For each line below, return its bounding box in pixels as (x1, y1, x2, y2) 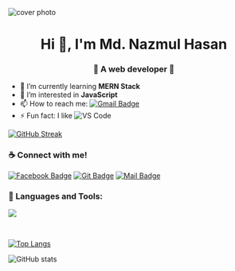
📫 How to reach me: (19, 99, 88, 109)
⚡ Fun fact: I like (19, 111, 73, 121)
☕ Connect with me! (8, 149, 88, 161)
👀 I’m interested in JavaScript (19, 90, 118, 99)
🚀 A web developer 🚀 (92, 64, 175, 75)
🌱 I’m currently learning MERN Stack (19, 82, 141, 91)
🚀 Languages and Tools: (8, 191, 104, 202)
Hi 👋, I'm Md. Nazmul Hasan (40, 36, 228, 53)
